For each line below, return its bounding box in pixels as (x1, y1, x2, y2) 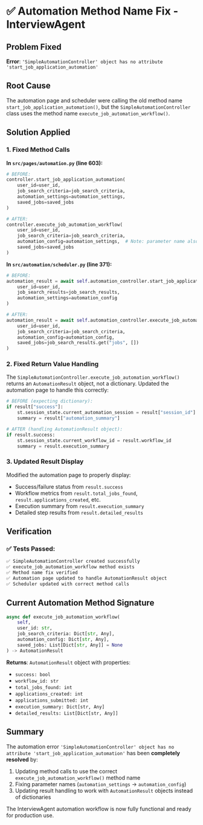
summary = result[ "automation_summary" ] (17, 415, 120, 421)
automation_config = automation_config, (17, 334, 115, 341)
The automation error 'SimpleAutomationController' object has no (6, 742, 175, 750)
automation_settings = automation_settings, (17, 194, 126, 200)
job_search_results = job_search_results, (17, 290, 120, 296)
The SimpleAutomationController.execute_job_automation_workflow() (6, 373, 180, 381)
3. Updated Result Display (6, 457, 84, 466)
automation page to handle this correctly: (6, 387, 109, 394)
